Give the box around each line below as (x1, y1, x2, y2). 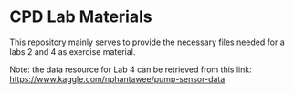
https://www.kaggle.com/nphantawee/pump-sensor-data (9, 73, 226, 84)
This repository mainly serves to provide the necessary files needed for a (9, 37, 285, 47)
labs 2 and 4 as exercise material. (9, 46, 136, 57)
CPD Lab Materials (9, 6, 152, 27)
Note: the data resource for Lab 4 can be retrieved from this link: (9, 64, 253, 75)
